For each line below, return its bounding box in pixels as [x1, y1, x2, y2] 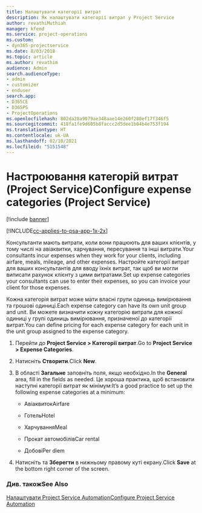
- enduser [6, 88, 31, 94]
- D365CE [6, 98, 28, 105]
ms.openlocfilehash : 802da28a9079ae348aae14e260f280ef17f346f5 [6, 115, 169, 121]
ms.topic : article [6, 54, 53, 60]
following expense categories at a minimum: [15, 388, 125, 396]
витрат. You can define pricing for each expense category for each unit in [6, 321, 189, 328]
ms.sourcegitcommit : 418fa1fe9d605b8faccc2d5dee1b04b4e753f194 [6, 121, 169, 127]
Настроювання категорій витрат [6, 170, 179, 183]
